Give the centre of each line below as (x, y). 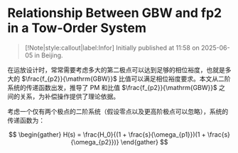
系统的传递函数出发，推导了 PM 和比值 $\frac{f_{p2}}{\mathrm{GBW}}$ (113, 87)
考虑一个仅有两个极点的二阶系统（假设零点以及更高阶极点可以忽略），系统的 (118, 111)
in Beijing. (49, 55)
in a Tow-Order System (77, 28)
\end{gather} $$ (144, 142)
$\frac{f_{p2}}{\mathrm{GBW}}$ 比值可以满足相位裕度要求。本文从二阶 (126, 79)
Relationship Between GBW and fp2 (115, 13)
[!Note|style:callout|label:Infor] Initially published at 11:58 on (112, 47)
